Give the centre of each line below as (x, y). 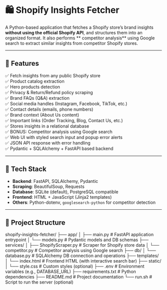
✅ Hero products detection (33, 87)
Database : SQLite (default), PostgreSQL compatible (65, 192)
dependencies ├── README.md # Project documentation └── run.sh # (79, 277)
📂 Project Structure (35, 222)
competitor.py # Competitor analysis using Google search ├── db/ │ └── (81, 251)
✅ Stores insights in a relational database (47, 126)
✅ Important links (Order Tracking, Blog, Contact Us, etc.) (64, 120)
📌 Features (22, 64)
